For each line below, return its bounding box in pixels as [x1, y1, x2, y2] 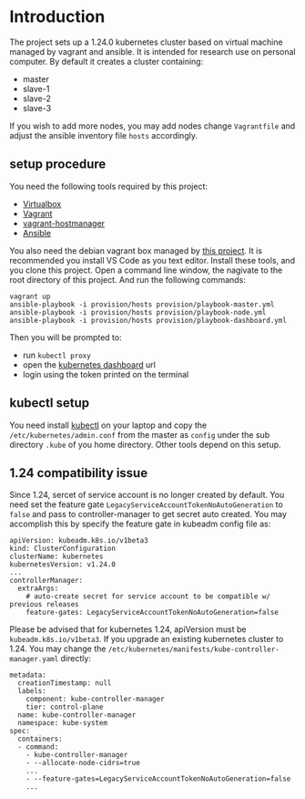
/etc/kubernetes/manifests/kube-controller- [107, 645, 280, 654]
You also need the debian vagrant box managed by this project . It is [9, 244, 262, 256]
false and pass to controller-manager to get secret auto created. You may [9, 509, 287, 520]
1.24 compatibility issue [9, 465, 148, 481]
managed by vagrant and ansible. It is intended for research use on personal [9, 46, 296, 57]
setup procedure [9, 157, 107, 172]
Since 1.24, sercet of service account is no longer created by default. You [9, 490, 285, 501]
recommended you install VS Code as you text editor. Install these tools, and [9, 254, 296, 265]
